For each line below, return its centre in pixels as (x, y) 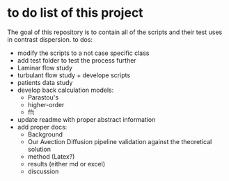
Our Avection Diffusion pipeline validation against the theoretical (120, 141)
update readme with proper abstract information (86, 119)
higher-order (46, 104)
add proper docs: (42, 127)
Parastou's (43, 97)
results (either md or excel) (66, 164)
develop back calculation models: (65, 90)
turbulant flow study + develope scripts (74, 75)
